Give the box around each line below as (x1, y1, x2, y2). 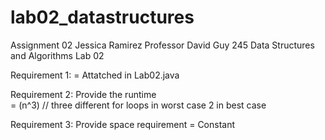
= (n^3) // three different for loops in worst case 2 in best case (10, 99, 267, 111)
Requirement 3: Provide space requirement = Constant (10, 118, 236, 130)
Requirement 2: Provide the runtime (10, 88, 157, 100)
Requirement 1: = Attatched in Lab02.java (10, 69, 180, 81)
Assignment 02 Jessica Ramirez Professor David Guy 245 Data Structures (10, 39, 315, 51)
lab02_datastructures (10, 6, 195, 29)
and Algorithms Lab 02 (10, 49, 105, 61)
